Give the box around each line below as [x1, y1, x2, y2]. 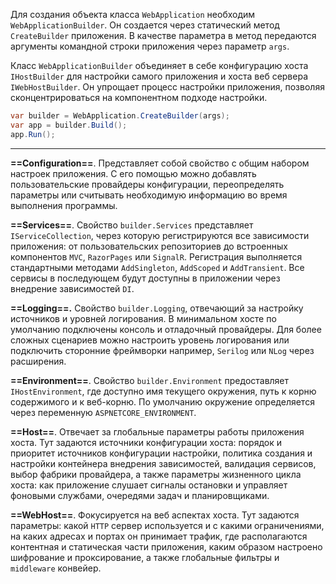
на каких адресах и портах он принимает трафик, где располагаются [10, 530, 308, 542]
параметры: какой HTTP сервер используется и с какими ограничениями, [10, 519, 325, 531]
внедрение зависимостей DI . [10, 282, 135, 294]
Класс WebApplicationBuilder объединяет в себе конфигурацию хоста [10, 60, 309, 71]
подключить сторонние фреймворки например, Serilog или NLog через [10, 344, 315, 356]
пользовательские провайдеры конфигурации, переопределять [10, 178, 285, 190]
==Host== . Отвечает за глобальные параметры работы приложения [10, 425, 305, 438]
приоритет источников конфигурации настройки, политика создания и [10, 447, 313, 459]
